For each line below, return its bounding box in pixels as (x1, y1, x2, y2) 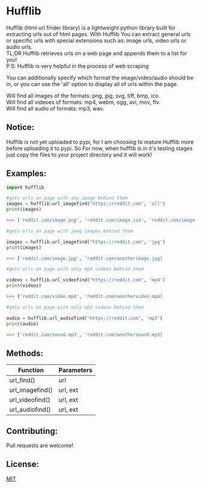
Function (17, 366, 44, 374)
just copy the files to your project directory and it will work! (6, 151, 152, 158)
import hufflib (6, 185, 45, 191)
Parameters (58, 366, 93, 374)
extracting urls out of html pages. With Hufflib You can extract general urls (6, 30, 191, 37)
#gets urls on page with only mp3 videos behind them (6, 304, 144, 310)
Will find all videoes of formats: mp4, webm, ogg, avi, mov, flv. (6, 98, 161, 106)
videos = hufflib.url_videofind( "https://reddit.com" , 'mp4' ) (6, 277, 165, 283)
